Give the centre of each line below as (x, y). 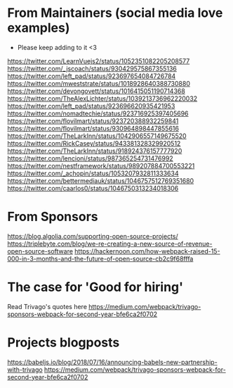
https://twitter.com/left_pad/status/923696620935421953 (91, 106)
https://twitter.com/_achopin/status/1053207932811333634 (93, 173)
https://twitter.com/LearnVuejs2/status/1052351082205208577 (99, 61)
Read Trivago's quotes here (47, 306)
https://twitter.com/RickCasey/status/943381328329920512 (94, 143)
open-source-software (40, 251)
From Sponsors (53, 217)
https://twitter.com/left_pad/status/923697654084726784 (92, 76)
